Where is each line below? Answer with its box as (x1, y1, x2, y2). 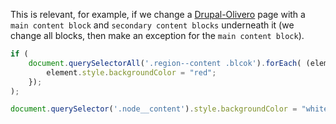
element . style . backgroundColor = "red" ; (46, 67, 217, 78)
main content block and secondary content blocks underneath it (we (10, 19, 295, 31)
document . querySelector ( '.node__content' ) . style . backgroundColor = (10, 104, 298, 114)
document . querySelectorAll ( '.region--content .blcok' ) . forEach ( (28, 58, 302, 68)
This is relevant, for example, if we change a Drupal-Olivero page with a (10, 9, 306, 20)
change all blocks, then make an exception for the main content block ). (10, 30, 305, 41)
